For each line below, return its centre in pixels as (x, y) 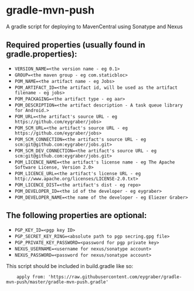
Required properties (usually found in (76, 45)
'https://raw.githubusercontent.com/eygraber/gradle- (115, 277)
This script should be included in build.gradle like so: (70, 266)
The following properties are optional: (76, 215)
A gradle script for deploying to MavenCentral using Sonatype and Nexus (94, 26)
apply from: (31, 277)
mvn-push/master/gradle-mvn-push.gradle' (57, 282)
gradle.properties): (42, 54)
